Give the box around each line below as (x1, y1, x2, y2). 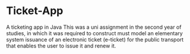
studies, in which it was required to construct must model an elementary (6, 29, 183, 36)
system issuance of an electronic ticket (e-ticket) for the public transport (6, 36, 184, 43)
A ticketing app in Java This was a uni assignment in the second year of (6, 23, 182, 31)
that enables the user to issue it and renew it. (6, 42, 116, 49)
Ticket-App (6, 4, 64, 18)
